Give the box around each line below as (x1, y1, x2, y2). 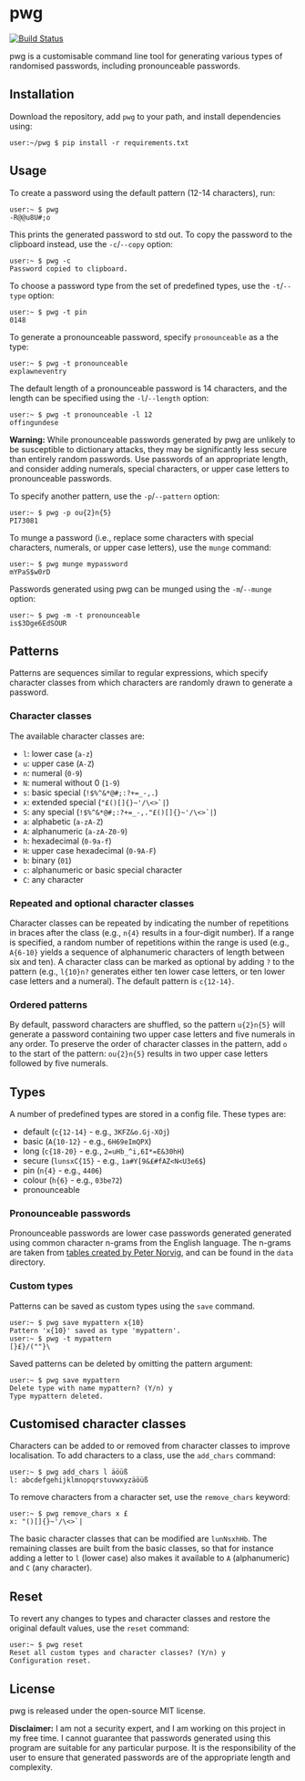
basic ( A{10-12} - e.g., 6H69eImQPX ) (22, 1136, 152, 1147)
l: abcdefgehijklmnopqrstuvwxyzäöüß (9, 1476, 148, 1485)
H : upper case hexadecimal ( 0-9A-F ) (22, 844, 157, 855)
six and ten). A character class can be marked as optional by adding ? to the (9, 956, 295, 967)
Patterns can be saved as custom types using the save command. (9, 1300, 256, 1311)
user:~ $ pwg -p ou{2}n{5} (9, 508, 112, 517)
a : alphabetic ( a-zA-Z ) (22, 815, 104, 827)
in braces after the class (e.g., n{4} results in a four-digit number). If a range (9, 927, 294, 937)
